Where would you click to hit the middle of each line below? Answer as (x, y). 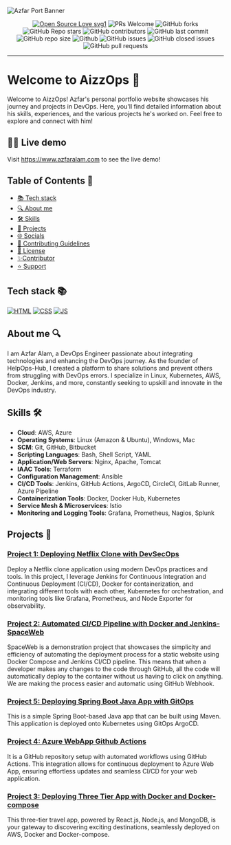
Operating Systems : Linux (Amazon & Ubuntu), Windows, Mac (106, 440)
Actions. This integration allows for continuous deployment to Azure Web (111, 764)
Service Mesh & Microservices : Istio (69, 506)
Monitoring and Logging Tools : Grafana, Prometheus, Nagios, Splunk (116, 513)
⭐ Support (32, 266)
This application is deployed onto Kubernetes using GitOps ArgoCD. (103, 724)
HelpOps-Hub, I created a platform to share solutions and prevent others (110, 369)
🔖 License (31, 250)
